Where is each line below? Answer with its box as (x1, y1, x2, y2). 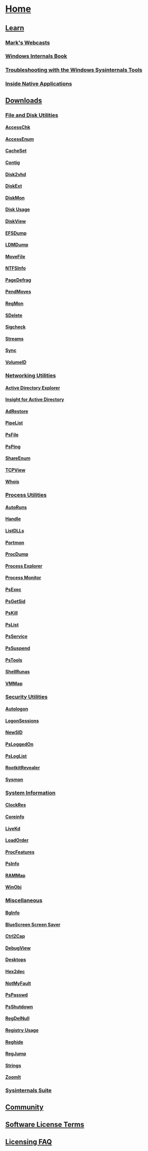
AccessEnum (5, 136, 34, 142)
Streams (5, 335, 24, 342)
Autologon (5, 706, 29, 712)
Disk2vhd (5, 171, 27, 177)
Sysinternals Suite (5, 1087, 52, 1094)
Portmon (5, 539, 24, 545)
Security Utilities (5, 693, 48, 700)
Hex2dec (5, 968, 25, 974)
